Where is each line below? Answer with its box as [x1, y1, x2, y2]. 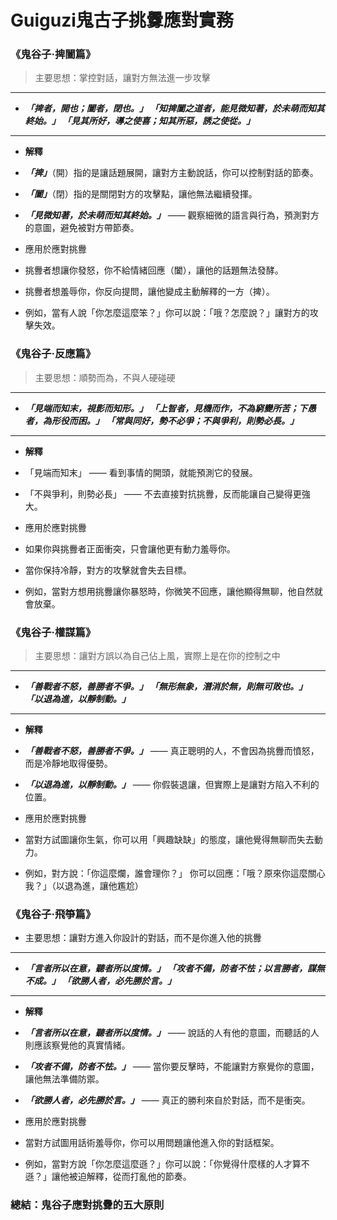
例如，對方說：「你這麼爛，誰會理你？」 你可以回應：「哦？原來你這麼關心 [24, 867, 326, 880]
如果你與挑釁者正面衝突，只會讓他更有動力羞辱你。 [24, 542, 236, 555]
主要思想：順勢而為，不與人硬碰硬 [34, 371, 176, 383]
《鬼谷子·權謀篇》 [10, 625, 97, 639]
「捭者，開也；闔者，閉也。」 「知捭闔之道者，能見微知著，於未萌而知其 [24, 102, 326, 115]
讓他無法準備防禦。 [24, 1073, 105, 1085]
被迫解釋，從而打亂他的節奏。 [68, 1171, 192, 1183]
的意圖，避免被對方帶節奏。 [24, 222, 140, 234]
